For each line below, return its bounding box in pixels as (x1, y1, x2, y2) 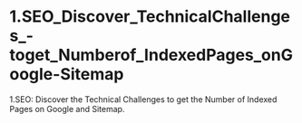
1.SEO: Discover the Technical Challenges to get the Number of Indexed (9, 93, 278, 105)
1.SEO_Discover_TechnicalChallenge (9, 6, 291, 27)
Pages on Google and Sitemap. (9, 103, 125, 114)
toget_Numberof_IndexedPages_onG (9, 45, 293, 65)
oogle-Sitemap (9, 64, 124, 85)
